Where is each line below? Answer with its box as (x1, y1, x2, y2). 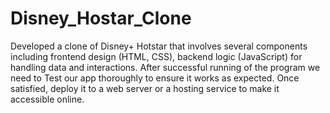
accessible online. (10, 93, 85, 105)
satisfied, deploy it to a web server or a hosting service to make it (10, 82, 280, 94)
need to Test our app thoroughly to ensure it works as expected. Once (10, 72, 300, 84)
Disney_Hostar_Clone (10, 7, 192, 30)
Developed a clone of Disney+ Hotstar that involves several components (10, 40, 308, 52)
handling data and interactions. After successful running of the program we (10, 61, 321, 73)
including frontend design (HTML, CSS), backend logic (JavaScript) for (10, 50, 303, 62)
